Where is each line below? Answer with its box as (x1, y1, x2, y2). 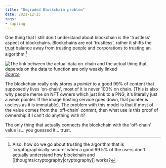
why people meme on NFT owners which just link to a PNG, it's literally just (5, 91, 158, 97)
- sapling (5, 21, 26, 26)
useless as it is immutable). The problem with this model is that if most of (5, 102, 154, 108)
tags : (5, 16, 16, 21)
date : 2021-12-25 (5, 12, 41, 17)
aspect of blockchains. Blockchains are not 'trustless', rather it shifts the (5, 40, 152, 46)
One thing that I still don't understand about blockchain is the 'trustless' (5, 35, 151, 41)
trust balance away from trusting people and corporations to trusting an (5, 45, 151, 51)
